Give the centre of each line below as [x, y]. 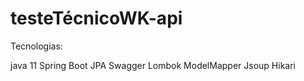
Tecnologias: [36, 46]
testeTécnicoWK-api [96, 18]
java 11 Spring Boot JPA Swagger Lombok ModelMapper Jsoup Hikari [153, 65]
